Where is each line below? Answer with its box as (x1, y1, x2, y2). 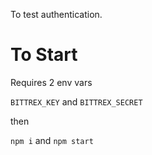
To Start (10, 44, 78, 66)
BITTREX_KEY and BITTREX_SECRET (10, 95, 143, 108)
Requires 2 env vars (10, 76, 93, 88)
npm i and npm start (10, 134, 94, 146)
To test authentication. (10, 9, 103, 20)
